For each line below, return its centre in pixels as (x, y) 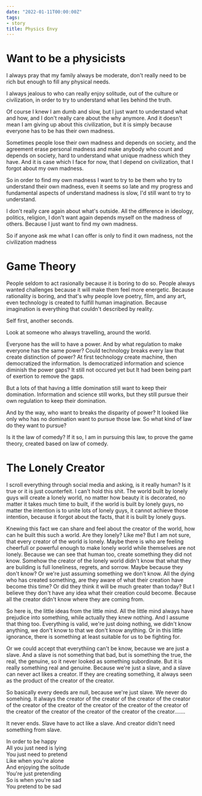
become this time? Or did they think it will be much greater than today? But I (100, 587)
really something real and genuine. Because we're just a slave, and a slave (99, 668)
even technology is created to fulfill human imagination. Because (87, 302)
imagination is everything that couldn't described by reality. (80, 309)
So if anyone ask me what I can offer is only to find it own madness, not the (100, 236)
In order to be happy (32, 742)
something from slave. (34, 730)
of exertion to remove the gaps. (45, 376)
